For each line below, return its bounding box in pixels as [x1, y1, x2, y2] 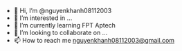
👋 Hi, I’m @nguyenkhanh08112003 [13, 7, 112, 14]
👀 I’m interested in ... [13, 14, 73, 22]
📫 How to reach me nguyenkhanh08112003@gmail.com [13, 37, 175, 44]
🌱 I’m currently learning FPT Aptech [13, 21, 116, 29]
